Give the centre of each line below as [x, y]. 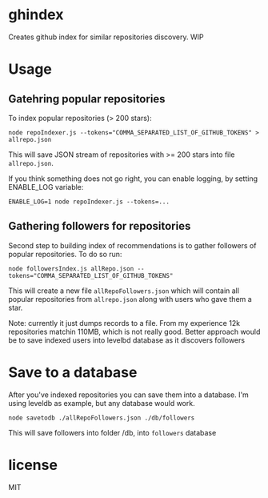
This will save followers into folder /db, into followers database [112, 432]
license [33, 465]
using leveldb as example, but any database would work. [102, 403]
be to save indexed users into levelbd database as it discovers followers [127, 340]
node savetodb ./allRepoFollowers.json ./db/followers [102, 418]
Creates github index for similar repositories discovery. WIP [106, 37]
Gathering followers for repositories [100, 226]
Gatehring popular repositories [87, 99]
